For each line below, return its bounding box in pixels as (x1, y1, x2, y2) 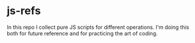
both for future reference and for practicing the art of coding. (7, 29, 158, 37)
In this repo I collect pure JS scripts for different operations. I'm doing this (7, 24, 190, 31)
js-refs (7, 4, 41, 18)
